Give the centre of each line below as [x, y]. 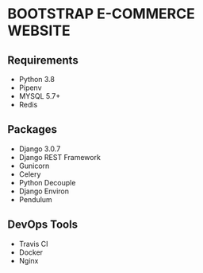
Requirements [43, 60]
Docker [31, 252]
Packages [32, 129]
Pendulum [35, 199]
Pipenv [30, 88]
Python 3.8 [36, 79]
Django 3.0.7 [40, 149]
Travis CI [33, 244]
